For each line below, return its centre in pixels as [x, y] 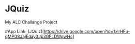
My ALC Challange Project [31, 22]
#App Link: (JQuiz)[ [25, 31]
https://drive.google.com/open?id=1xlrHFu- [87, 31]
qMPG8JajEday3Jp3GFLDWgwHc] [40, 36]
